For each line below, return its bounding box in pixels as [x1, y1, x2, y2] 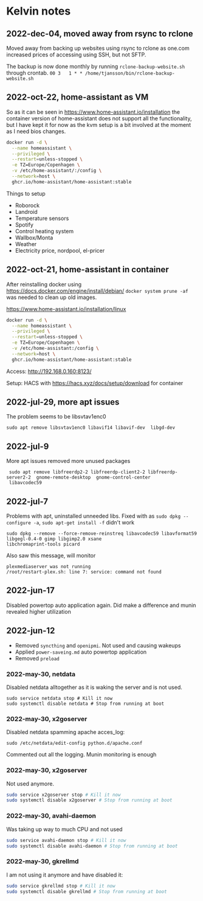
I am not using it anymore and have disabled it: [6, 871, 123, 879]
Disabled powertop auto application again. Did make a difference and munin [6, 601, 196, 609]
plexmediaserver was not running [6, 564, 91, 570]
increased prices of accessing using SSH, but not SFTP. [6, 51, 146, 58]
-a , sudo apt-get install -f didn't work [33, 519, 135, 526]
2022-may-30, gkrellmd [6, 857, 79, 866]
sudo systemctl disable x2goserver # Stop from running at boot [6, 797, 173, 803]
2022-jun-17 [6, 585, 55, 596]
